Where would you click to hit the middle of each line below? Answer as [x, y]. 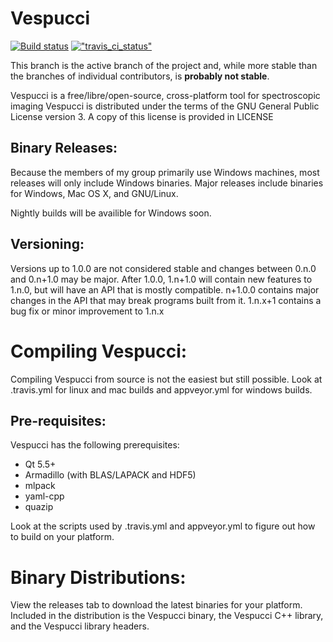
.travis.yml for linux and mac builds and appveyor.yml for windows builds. [161, 389]
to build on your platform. [62, 537]
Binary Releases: [64, 148]
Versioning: [47, 244]
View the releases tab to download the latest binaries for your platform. [156, 605]
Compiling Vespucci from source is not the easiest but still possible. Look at [166, 379]
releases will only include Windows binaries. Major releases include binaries [167, 183]
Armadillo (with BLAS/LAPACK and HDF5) [110, 475]
